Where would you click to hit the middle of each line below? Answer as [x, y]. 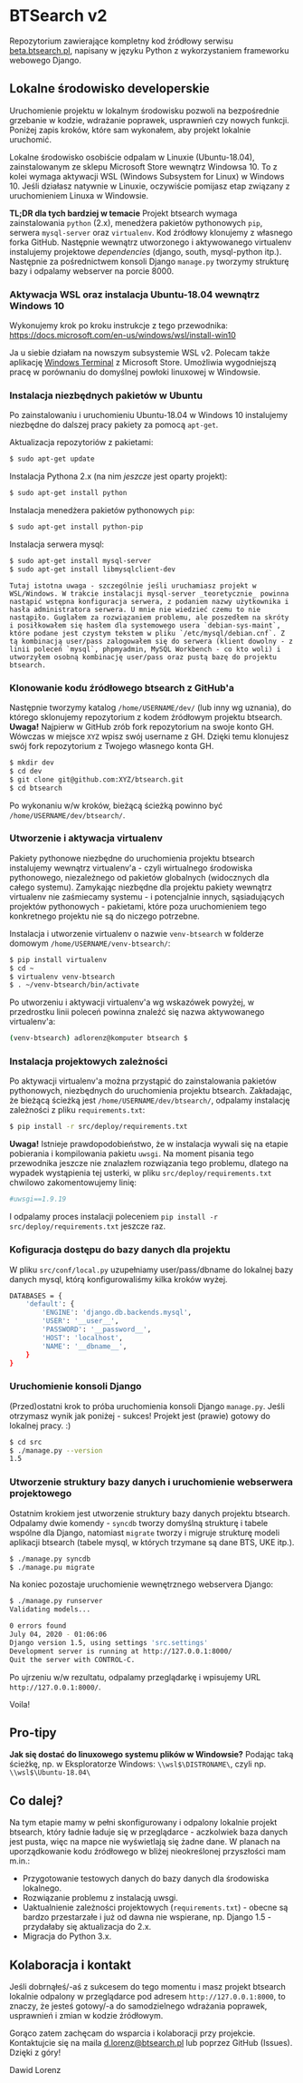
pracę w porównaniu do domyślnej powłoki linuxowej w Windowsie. [135, 372]
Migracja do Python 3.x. [67, 1936]
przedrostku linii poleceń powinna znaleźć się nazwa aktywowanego [137, 1012]
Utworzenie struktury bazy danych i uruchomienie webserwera [151, 1482]
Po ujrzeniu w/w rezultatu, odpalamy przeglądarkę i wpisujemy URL [135, 1677]
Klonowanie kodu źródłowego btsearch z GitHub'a [122, 687]
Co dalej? [36, 1801]
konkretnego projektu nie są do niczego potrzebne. [105, 916]
